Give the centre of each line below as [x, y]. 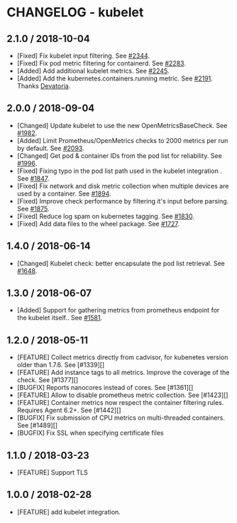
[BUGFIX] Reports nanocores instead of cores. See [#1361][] [105, 388]
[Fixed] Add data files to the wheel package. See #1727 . [98, 223]
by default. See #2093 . [50, 148]
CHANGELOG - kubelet [75, 12]
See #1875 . [33, 208]
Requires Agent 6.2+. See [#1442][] [69, 411]
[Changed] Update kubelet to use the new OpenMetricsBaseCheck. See [122, 125]
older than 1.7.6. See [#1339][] [61, 365]
